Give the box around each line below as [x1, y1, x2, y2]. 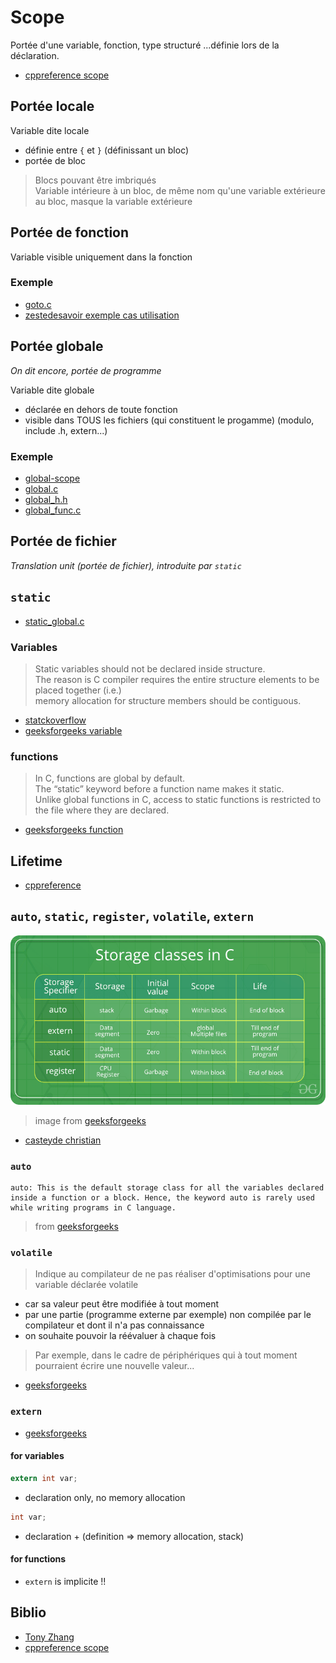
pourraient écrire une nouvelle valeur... [34, 1360, 195, 1372]
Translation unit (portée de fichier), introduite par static [10, 559, 242, 571]
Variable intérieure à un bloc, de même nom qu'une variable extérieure [34, 184, 326, 196]
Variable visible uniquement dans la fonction [10, 251, 193, 263]
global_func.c [24, 504, 82, 516]
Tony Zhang [24, 1631, 75, 1643]
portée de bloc [24, 154, 86, 166]
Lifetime [10, 852, 63, 870]
